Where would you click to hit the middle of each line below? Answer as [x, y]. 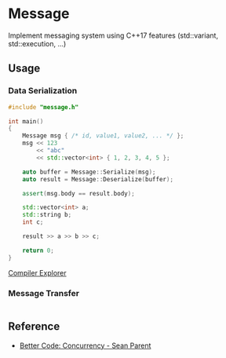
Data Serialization [43, 91]
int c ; [33, 222]
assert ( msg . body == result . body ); [78, 193]
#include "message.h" [44, 107]
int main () [26, 121]
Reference [34, 327]
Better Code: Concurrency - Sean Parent [85, 345]
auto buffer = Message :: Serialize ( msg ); [89, 172]
